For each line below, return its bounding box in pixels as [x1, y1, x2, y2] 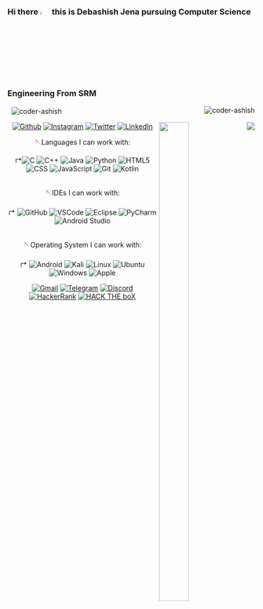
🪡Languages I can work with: [34, 137, 131, 147]
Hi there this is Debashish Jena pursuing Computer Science [7, 6, 252, 17]
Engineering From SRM [7, 87, 97, 98]
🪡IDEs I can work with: [45, 188, 120, 197]
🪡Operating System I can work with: [23, 240, 142, 249]
